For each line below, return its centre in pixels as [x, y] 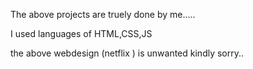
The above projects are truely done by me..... [103, 14]
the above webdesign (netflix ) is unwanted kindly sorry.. [127, 53]
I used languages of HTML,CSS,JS [81, 33]
